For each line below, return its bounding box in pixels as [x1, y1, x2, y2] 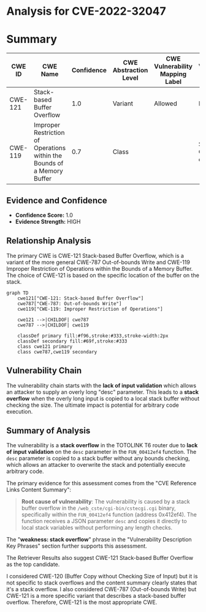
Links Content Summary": [6, 486, 72, 494]
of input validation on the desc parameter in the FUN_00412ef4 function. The [6, 448, 197, 456]
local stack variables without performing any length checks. [21, 524, 173, 531]
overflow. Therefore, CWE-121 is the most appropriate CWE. [6, 599, 158, 606]
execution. [6, 407, 33, 415]
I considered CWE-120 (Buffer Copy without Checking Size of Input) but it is [6, 573, 198, 580]
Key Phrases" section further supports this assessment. [6, 542, 147, 550]
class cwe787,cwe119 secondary [17, 349, 97, 355]
